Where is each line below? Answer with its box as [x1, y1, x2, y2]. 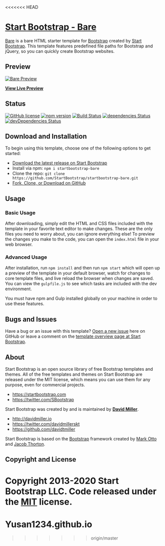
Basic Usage [5, 209, 36, 216]
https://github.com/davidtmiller [12, 426, 75, 432]
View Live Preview [5, 85, 43, 91]
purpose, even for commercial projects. [5, 382, 85, 388]
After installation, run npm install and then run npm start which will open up [5, 265, 160, 271]
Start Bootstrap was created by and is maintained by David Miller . [5, 406, 139, 412]
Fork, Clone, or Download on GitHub [12, 180, 86, 186]
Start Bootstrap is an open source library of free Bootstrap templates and [5, 366, 153, 372]
